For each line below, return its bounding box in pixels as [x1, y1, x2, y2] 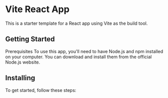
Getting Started [5, 35, 55, 43]
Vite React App [5, 4, 70, 15]
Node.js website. [5, 59, 40, 65]
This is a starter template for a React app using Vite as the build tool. [5, 20, 148, 26]
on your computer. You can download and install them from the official [5, 54, 152, 60]
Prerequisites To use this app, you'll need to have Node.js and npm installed [5, 48, 163, 54]
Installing [5, 74, 35, 82]
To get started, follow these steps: [5, 87, 77, 93]
